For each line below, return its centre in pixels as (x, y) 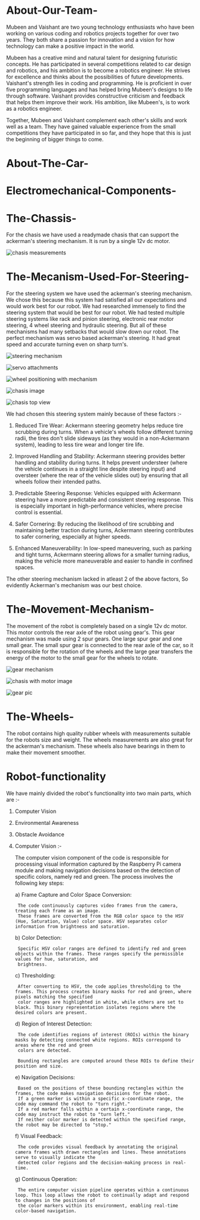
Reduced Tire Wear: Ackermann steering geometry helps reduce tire (99, 426)
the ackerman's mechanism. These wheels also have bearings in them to (96, 746)
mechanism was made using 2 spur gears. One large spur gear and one (94, 639)
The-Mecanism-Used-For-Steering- (98, 277)
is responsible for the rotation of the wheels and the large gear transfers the (99, 652)
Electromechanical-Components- (91, 191)
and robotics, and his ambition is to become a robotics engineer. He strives (98, 70)
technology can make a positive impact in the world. (70, 46)
